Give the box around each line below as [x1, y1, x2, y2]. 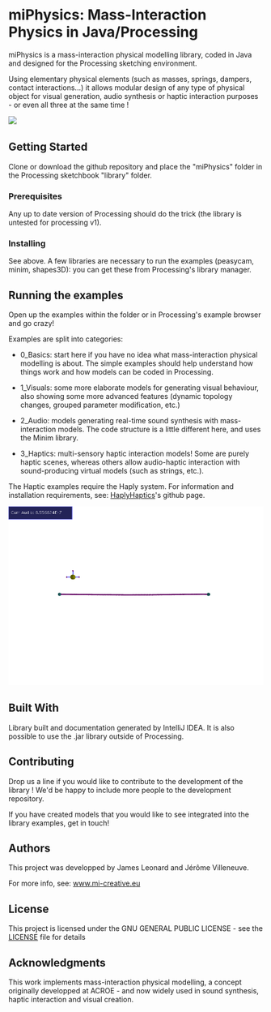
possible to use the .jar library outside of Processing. [8, 731, 184, 741]
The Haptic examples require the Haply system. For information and [8, 482, 235, 491]
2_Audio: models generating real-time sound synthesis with [19, 416, 218, 426]
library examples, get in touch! [8, 817, 110, 828]
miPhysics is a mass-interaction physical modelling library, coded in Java [8, 49, 252, 59]
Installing [8, 238, 46, 249]
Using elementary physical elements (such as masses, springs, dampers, [8, 74, 252, 84]
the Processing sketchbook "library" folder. [8, 170, 152, 180]
